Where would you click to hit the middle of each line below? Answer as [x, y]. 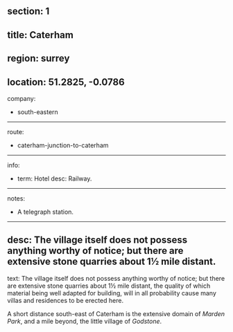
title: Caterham [41, 35]
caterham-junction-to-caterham [63, 145]
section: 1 [28, 11]
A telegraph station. [45, 212]
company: [21, 98]
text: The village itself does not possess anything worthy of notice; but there [116, 278]
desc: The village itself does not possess [97, 240]
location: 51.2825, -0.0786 [66, 82]
